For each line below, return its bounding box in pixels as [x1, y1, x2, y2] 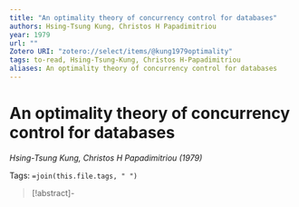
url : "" [9, 38, 39, 48]
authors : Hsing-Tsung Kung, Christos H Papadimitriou [9, 22, 217, 31]
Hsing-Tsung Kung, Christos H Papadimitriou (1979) [9, 152, 203, 163]
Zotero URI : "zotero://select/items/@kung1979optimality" [9, 47, 233, 56]
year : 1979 [9, 30, 51, 39]
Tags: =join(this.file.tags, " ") [9, 170, 138, 181]
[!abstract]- [31, 187, 75, 198]
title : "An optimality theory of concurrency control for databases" [9, 13, 278, 23]
